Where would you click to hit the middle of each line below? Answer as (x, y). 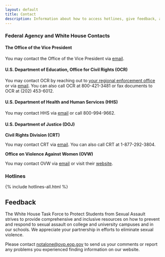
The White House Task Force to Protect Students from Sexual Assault (75, 214)
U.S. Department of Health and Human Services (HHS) (61, 102)
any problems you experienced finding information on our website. (72, 250)
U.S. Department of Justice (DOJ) (40, 124)
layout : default (22, 10)
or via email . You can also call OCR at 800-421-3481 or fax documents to (79, 86)
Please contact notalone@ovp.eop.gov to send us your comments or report (82, 244)
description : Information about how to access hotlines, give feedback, (81, 19)
